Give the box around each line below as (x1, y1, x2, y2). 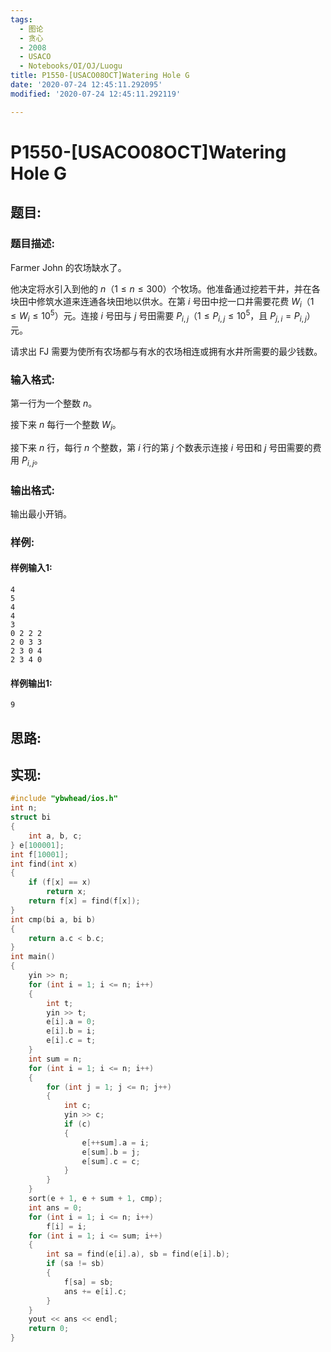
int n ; (10, 803, 38, 813)
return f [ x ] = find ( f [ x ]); (28, 896, 141, 906)
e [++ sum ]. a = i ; (81, 1137, 150, 1148)
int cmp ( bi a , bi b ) (10, 914, 97, 925)
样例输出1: (10, 677, 53, 689)
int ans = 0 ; (28, 1202, 83, 1213)
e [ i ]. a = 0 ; (46, 1017, 97, 1027)
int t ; (46, 998, 74, 1008)
